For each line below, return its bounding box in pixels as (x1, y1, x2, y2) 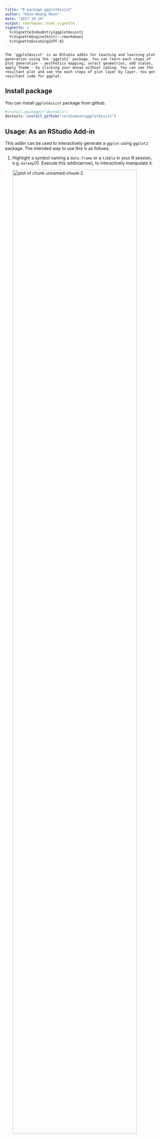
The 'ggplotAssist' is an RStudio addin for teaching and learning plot (5, 52, 156, 57)
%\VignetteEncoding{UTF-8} (9, 39, 64, 44)
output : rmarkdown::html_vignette (5, 21, 75, 26)
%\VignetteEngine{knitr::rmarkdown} (9, 35, 84, 40)
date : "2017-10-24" (5, 16, 45, 21)
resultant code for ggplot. (5, 74, 62, 79)
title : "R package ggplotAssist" (5, 7, 73, 12)
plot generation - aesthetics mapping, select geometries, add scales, (5, 61, 153, 66)
